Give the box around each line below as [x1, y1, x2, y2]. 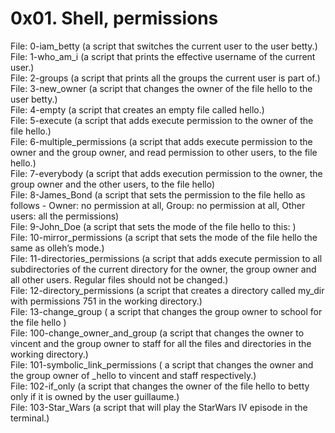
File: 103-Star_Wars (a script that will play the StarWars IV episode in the [10, 401, 308, 413]
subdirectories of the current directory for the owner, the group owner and [10, 263, 317, 275]
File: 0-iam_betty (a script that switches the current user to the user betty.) [10, 40, 318, 52]
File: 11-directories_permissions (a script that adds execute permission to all [10, 252, 323, 264]
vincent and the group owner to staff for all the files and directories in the [10, 337, 312, 349]
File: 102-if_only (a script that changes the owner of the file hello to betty [10, 380, 310, 392]
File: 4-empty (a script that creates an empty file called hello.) [10, 103, 265, 116]
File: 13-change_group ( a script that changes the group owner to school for [10, 305, 323, 317]
